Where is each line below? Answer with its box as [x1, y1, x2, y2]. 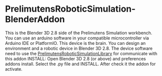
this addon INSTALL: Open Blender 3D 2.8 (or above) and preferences [5, 56, 146, 61]
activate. [5, 66, 23, 72]
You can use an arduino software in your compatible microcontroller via [5, 35, 149, 41]
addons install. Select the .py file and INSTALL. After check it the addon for [5, 61, 156, 67]
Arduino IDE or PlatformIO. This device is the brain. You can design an [5, 40, 146, 46]
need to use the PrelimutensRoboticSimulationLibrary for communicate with [5, 50, 158, 57]
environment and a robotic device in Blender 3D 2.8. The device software [5, 45, 153, 51]
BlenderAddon [5, 14, 65, 25]
